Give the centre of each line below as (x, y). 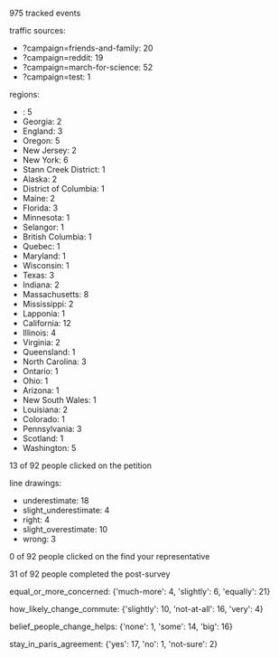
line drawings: (35, 483)
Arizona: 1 (41, 390)
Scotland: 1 (43, 438)
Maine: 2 (39, 198)
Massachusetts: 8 (56, 294)
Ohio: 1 (35, 381)
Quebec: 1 (41, 246)
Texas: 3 (38, 275)
